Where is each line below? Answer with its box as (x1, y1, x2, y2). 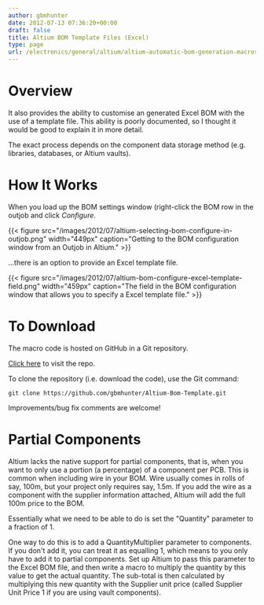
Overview (8, 82, 73, 100)
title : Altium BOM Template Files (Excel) (8, 33, 149, 42)
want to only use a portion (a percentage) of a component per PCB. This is (8, 465, 249, 474)
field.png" (8, 281, 41, 291)
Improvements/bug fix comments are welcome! (8, 403, 161, 412)
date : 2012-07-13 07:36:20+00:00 (8, 19, 118, 27)
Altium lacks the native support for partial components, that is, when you (8, 456, 244, 466)
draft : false (8, 26, 51, 34)
